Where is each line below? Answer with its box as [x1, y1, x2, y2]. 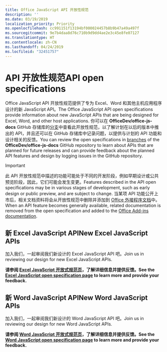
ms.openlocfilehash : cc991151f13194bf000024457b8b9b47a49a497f [5, 26, 140, 31]
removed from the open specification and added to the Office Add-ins [5, 208, 149, 214]
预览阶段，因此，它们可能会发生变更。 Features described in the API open [5, 179, 156, 185]
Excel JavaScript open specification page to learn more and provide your [5, 273, 160, 279]
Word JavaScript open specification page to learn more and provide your [5, 337, 160, 343]
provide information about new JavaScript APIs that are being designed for [5, 112, 159, 118]
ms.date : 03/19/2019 [5, 16, 48, 21]
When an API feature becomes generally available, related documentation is [5, 203, 161, 209]
